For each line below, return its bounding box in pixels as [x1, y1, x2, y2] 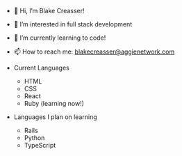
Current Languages [13, 63, 69, 72]
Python [24, 134, 45, 142]
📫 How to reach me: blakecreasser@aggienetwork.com [13, 47, 175, 56]
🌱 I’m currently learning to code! [13, 33, 106, 42]
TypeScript [24, 141, 56, 149]
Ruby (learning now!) [24, 100, 85, 107]
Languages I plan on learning [13, 113, 97, 121]
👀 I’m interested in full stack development [13, 20, 133, 28]
